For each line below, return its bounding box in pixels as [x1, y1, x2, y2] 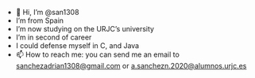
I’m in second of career [15, 32, 92, 42]
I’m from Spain [15, 16, 64, 25]
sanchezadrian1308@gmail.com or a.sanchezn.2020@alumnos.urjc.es [15, 61, 247, 70]
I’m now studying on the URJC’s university [15, 24, 155, 33]
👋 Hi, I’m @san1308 [15, 8, 79, 17]
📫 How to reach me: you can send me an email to [15, 50, 180, 59]
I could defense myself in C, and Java [15, 41, 140, 50]
